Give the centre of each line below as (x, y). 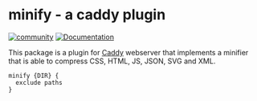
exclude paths (39, 83)
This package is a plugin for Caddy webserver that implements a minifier (128, 52)
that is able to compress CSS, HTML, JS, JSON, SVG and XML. (112, 61)
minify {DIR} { (34, 75)
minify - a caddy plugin (87, 15)
